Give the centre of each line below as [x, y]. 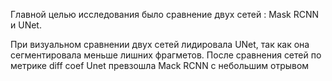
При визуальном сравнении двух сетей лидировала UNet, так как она [160, 44]
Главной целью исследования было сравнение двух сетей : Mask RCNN [165, 14]
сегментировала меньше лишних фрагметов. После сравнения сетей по [166, 55]
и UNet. [26, 25]
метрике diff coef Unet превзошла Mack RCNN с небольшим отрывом [160, 65]
